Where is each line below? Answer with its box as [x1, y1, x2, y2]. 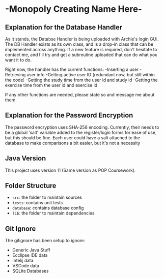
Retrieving [5, 72, 26, 77]
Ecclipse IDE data [12, 252, 48, 258]
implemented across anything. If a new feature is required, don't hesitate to [5, 47, 157, 52]
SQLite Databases [12, 268, 49, 274]
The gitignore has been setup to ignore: [5, 238, 85, 244]
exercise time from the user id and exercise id [5, 82, 98, 88]
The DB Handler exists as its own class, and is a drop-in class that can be [5, 41, 154, 47]
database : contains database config [12, 205, 84, 211]
